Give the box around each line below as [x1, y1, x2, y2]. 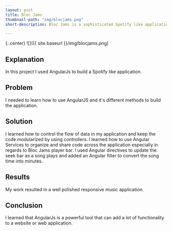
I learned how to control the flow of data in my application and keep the [5, 131, 156, 137]
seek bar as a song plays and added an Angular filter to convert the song [5, 152, 159, 158]
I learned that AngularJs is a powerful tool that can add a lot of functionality [5, 215, 164, 221]
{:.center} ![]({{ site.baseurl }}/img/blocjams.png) [5, 40, 109, 47]
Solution [5, 117, 33, 126]
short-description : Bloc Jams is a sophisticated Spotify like [5, 21, 143, 27]
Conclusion [5, 201, 43, 210]
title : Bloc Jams [5, 12, 42, 17]
